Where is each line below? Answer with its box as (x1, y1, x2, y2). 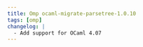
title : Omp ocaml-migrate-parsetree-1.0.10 (7, 10, 137, 17)
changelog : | (7, 23, 46, 30)
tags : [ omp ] (7, 17, 42, 23)
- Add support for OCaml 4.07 (13, 29, 102, 37)
